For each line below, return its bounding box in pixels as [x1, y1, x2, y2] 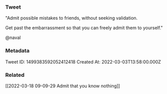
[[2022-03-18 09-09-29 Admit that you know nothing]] [5, 82, 120, 89]
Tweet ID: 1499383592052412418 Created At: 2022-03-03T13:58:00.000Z [5, 59, 161, 65]
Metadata [5, 47, 29, 54]
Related [5, 71, 25, 78]
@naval [5, 34, 21, 41]
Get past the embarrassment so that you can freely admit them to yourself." [5, 25, 163, 31]
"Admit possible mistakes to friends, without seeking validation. [5, 15, 138, 21]
